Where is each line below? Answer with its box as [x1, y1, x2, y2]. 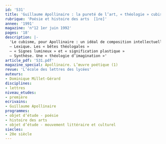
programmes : [5, 108, 30, 114]
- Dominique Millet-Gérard [5, 76, 61, 81]
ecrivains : [5, 99, 28, 104]
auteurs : [5, 72, 23, 77]
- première [5, 95, 28, 99]
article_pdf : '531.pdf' [5, 58, 54, 63]
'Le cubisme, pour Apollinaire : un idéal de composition [9, 40, 132, 45]
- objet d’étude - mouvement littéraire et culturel [5, 122, 116, 127]
